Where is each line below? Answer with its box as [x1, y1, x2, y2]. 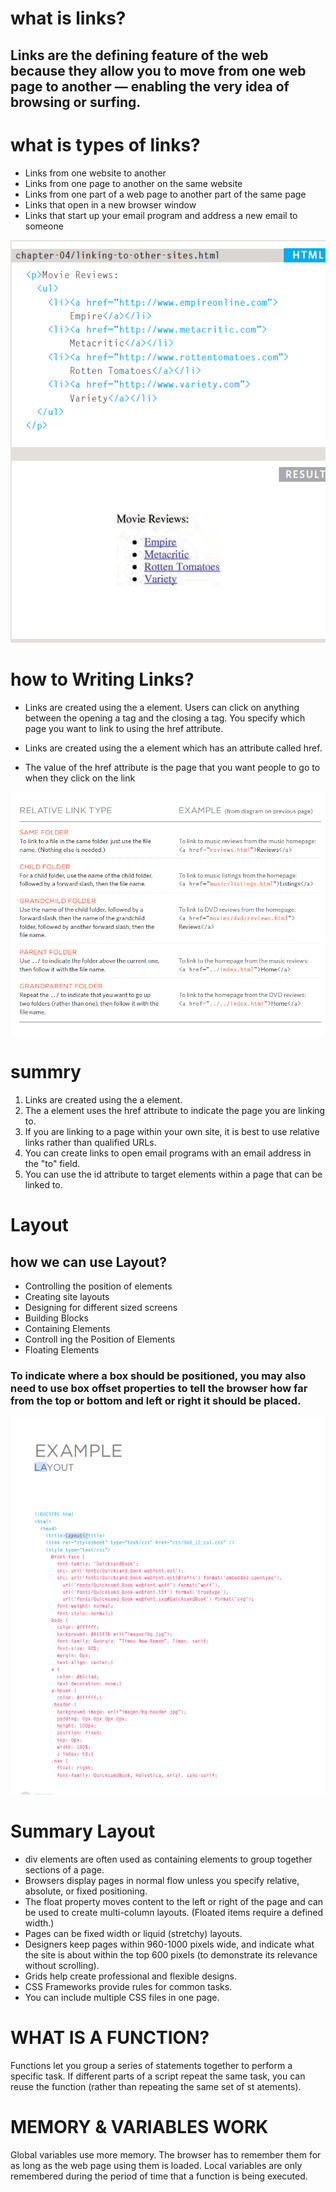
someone [24, 220, 64, 232]
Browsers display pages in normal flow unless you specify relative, [24, 1875, 300, 1887]
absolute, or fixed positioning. [24, 1885, 148, 1897]
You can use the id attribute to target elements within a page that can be [24, 1168, 323, 1180]
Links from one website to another [24, 167, 167, 179]
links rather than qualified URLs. [24, 1136, 157, 1148]
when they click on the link [24, 772, 136, 784]
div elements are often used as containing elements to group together [24, 1853, 313, 1866]
